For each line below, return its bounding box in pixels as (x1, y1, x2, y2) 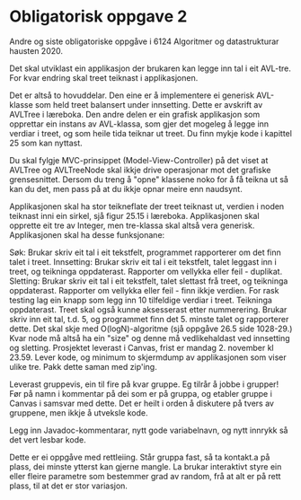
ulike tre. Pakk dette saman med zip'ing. (9, 361, 157, 372)
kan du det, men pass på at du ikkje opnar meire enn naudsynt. (9, 183, 243, 194)
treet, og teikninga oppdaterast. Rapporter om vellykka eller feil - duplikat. (9, 266, 283, 276)
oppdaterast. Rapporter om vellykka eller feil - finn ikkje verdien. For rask (9, 285, 279, 295)
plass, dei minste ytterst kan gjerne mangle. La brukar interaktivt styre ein (9, 461, 282, 472)
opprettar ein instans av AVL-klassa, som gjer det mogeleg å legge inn (9, 118, 270, 129)
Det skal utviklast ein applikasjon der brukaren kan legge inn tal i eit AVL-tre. (9, 63, 292, 74)
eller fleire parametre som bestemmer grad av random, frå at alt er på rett (9, 470, 281, 481)
